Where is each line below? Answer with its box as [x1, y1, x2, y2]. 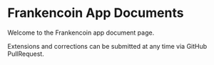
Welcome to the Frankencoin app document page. [7, 28, 155, 37]
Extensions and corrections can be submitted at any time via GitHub [7, 42, 208, 50]
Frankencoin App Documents [7, 5, 184, 21]
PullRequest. [7, 49, 44, 58]
